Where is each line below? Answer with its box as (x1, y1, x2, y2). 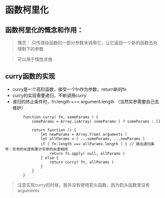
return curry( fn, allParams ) (49, 159, 114, 164)
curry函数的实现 (5, 72, 55, 80)
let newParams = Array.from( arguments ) (40, 132, 127, 137)
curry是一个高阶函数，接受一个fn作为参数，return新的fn (12, 86, 127, 92)
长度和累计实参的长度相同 (23, 147, 68, 152)
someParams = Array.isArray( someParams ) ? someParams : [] (31, 119, 161, 124)
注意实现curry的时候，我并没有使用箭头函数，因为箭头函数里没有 (17, 182, 150, 188)
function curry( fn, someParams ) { (23, 115, 99, 119)
